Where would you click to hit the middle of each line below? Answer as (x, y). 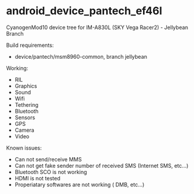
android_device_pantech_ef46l (84, 11)
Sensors (25, 117)
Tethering (26, 104)
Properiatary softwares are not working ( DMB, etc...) (79, 185)
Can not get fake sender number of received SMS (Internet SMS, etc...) (101, 166)
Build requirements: (30, 45)
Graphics (26, 86)
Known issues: (24, 148)
